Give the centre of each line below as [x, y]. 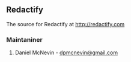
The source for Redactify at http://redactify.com [65, 24]
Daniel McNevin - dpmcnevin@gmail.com [66, 52]
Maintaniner [25, 39]
